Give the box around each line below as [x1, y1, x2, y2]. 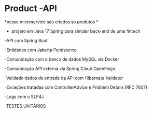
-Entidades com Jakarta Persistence [4, 47, 77, 53]
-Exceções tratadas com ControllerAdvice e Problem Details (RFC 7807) [4, 84, 148, 90]
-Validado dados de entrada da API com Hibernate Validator [4, 75, 124, 81]
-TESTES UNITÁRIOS [4, 103, 46, 109]
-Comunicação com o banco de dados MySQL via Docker [4, 56, 119, 62]
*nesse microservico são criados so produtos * [4, 19, 98, 25]
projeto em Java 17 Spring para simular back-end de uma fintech [11, 28, 140, 34]
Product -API [4, 3, 57, 14]
